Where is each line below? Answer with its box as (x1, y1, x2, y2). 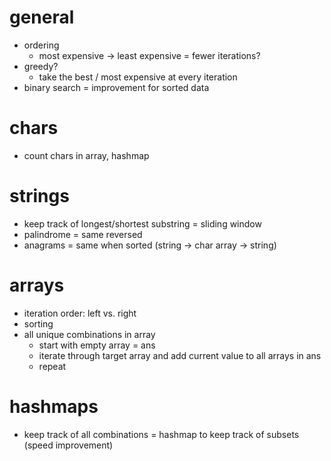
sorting (23, 317, 54, 330)
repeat (38, 360, 67, 372)
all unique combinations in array (23, 328, 156, 340)
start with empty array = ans (38, 339, 156, 351)
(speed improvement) (23, 439, 114, 451)
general (9, 6, 75, 29)
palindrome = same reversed (23, 228, 143, 240)
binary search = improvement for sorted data (23, 81, 210, 93)
